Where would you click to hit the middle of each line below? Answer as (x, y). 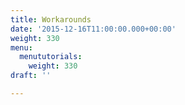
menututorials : (51, 57)
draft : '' (31, 76)
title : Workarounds (51, 19)
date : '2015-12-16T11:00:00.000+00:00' (93, 29)
